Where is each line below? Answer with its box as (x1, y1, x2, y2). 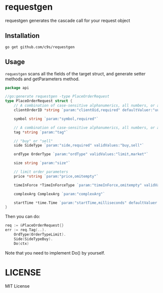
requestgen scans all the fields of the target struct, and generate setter (5, 71, 146, 76)
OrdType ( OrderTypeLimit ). (14, 232, 66, 237)
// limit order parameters (14, 169, 68, 174)
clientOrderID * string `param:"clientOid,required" (14, 108, 120, 113)
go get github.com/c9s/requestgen (5, 44, 75, 50)
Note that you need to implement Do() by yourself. (5, 250, 105, 256)
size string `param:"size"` (14, 161, 70, 165)
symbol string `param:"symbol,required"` (14, 116, 98, 121)
